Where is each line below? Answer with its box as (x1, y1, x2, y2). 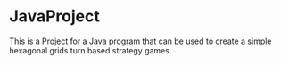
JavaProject (9, 6, 100, 27)
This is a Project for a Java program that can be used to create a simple (9, 36, 272, 46)
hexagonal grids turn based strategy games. (9, 45, 172, 55)
